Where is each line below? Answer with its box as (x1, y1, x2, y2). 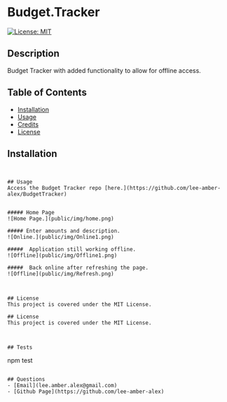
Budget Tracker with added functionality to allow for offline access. (7, 66, 201, 74)
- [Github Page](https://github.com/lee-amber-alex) (7, 388, 165, 396)
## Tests (7, 344, 33, 351)
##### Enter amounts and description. (7, 228, 121, 235)
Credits (17, 120, 39, 128)
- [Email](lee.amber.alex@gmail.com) (7, 382, 118, 389)
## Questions (7, 376, 46, 383)
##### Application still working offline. (7, 246, 137, 253)
